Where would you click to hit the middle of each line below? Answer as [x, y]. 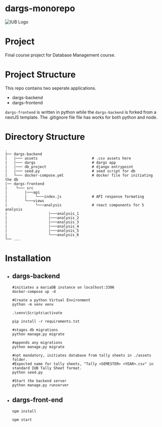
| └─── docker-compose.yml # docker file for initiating [79, 175]
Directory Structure [45, 137]
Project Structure [40, 75]
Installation [28, 258]
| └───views [25, 201]
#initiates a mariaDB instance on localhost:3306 [63, 287]
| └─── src [19, 188]
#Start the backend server [39, 381]
